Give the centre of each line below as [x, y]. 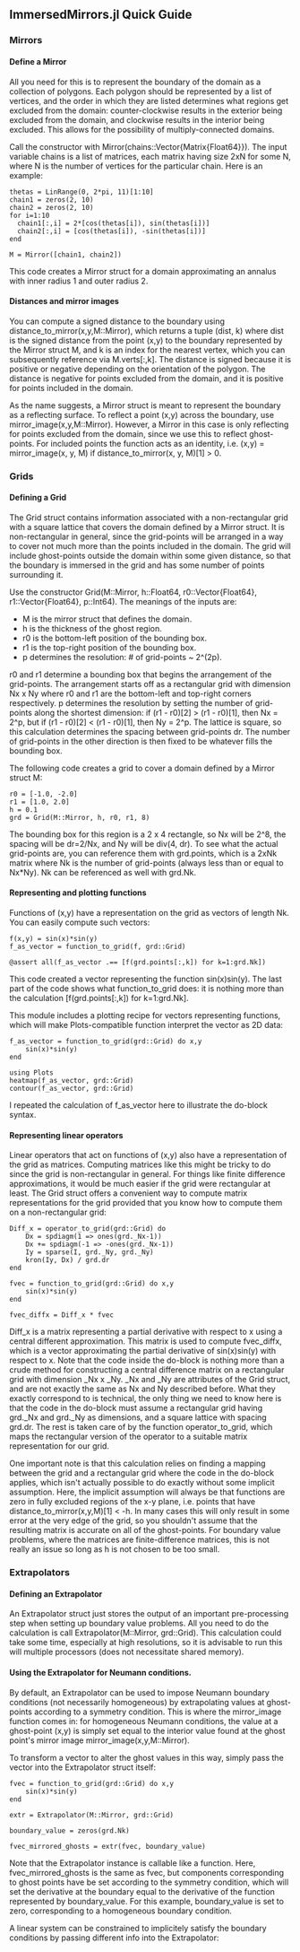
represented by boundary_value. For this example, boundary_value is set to [147, 1901]
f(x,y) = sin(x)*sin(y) [54, 939]
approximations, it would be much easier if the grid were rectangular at [140, 1184]
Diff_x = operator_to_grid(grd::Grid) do [88, 1229]
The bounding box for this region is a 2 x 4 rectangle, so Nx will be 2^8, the [148, 834]
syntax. [23, 1115]
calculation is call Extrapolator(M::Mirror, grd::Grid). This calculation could [146, 1633]
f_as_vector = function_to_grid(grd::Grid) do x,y [106, 1041]
